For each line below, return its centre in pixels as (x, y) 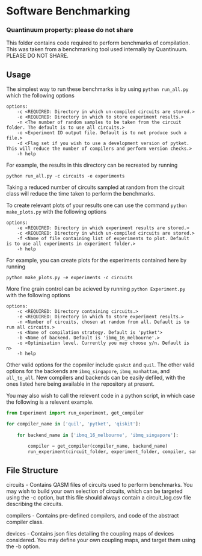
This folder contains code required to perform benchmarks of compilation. (98, 43)
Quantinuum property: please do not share (70, 30)
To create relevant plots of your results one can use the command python (97, 205)
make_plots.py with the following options (57, 212)
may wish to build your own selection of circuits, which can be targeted (95, 491)
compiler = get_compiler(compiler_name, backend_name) (98, 446)
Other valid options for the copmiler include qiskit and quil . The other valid (100, 365)
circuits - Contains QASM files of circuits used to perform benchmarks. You (100, 485)
